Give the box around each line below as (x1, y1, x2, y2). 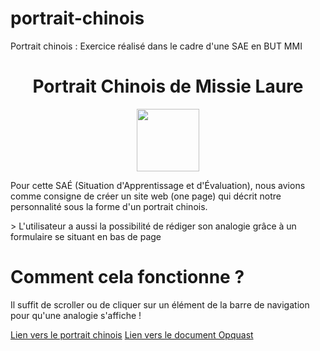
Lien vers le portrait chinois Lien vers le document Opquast (10, 328, 254, 341)
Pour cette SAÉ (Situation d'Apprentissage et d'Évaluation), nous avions (10, 179, 306, 191)
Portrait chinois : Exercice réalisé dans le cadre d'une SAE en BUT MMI (10, 40, 303, 52)
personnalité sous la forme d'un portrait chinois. (10, 200, 208, 212)
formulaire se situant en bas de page (10, 230, 162, 242)
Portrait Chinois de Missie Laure (32, 75, 304, 98)
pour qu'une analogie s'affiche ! (10, 309, 142, 321)
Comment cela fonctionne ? (10, 266, 245, 289)
